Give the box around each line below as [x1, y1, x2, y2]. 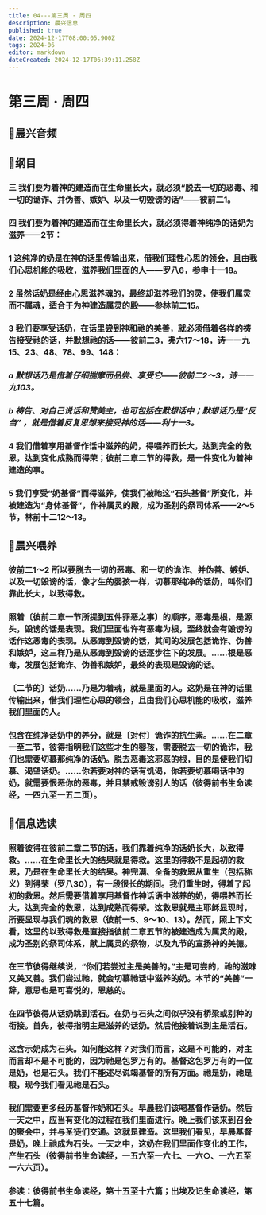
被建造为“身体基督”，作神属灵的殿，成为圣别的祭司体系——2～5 [8, 500, 256, 511]
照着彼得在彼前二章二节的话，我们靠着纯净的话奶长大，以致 [8, 842, 237, 853]
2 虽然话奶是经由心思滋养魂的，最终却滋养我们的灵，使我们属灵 [8, 288, 252, 299]
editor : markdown [8, 49, 66, 56]
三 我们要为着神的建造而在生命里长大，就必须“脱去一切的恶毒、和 [8, 182, 259, 193]
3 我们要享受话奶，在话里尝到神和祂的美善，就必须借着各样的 [8, 323, 244, 334]
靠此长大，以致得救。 [8, 588, 90, 600]
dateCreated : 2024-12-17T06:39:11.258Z [8, 56, 141, 64]
